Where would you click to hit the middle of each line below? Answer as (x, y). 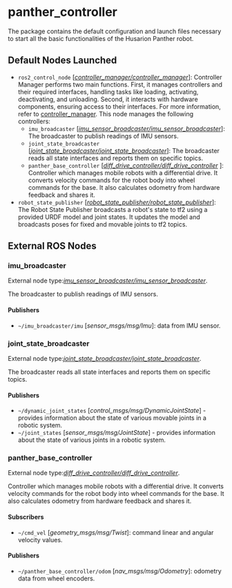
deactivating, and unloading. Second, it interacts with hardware (108, 99)
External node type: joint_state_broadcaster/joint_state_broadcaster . (105, 358)
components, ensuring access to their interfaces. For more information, (119, 106)
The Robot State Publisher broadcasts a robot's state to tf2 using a (113, 209)
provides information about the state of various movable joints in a (112, 418)
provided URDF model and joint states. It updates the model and (109, 217)
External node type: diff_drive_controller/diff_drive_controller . (94, 473)
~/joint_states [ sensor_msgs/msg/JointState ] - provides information (117, 433)
